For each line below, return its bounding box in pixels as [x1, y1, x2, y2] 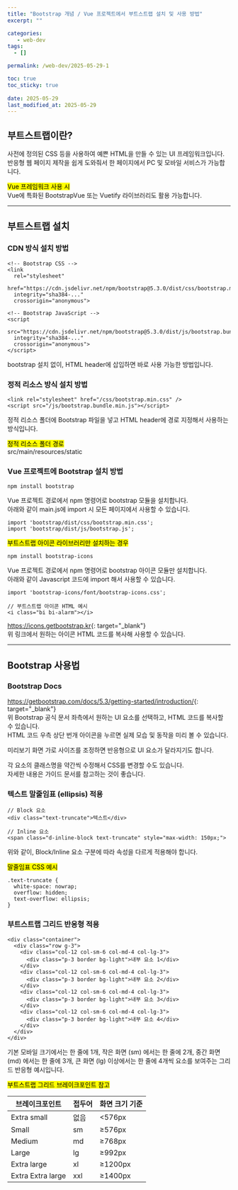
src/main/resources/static [7, 448, 83, 456]
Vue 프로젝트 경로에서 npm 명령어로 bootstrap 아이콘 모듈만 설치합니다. [7, 566, 208, 574]
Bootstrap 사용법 [7, 659, 80, 671]
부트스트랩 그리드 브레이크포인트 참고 [7, 1080, 110, 1089]
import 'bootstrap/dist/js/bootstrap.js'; [7, 526, 135, 533]
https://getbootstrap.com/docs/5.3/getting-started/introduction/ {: [7, 697, 199, 705]
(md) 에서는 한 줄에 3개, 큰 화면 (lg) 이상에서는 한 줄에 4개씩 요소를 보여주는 [7, 1056, 217, 1065]
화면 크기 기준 [99, 1099, 143, 1109]
